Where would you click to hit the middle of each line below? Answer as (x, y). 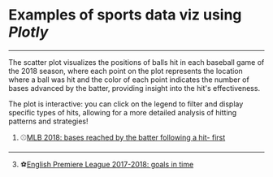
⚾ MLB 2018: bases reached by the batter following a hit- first (123, 137)
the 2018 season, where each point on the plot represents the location (126, 71)
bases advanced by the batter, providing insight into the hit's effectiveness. (134, 88)
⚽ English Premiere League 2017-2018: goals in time (107, 164)
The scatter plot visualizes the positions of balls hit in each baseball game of (136, 62)
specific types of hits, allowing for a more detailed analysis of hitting (123, 112)
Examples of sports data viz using (125, 15)
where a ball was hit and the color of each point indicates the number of (129, 80)
